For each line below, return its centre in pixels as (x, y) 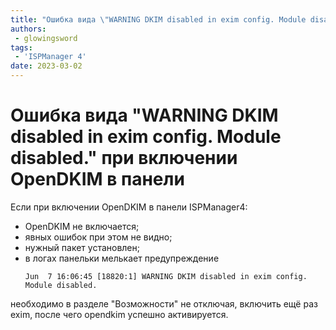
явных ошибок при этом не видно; (98, 237)
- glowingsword (46, 38)
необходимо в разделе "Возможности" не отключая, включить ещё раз (164, 303)
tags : (21, 47)
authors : (28, 29)
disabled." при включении (124, 158)
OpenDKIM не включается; (82, 226)
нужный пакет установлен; (82, 247)
